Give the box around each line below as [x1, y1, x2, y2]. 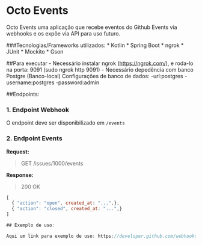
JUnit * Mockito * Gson [6, 48, 64, 55]
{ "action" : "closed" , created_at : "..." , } [11, 206, 122, 212]
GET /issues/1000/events [20, 160, 84, 167]
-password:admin [55, 79, 100, 86]
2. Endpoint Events [6, 134, 63, 143]
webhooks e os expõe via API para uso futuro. [6, 29, 121, 37]
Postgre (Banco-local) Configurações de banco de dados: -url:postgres [6, 72, 183, 79]
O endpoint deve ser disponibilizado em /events [6, 119, 125, 126]
